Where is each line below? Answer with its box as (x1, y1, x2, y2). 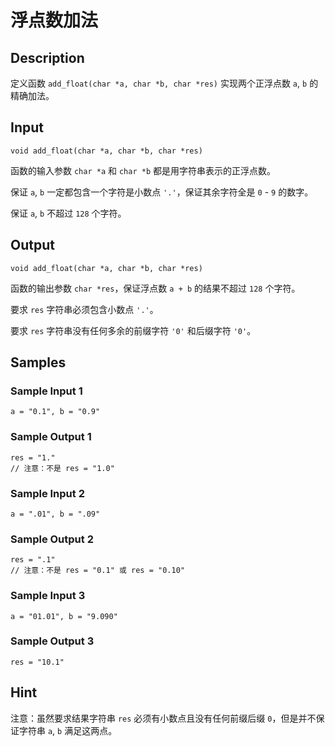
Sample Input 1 (10, 384, 83, 398)
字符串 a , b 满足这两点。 (18, 724, 118, 736)
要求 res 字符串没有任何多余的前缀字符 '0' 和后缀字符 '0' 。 (10, 324, 257, 336)
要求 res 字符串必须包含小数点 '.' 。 (10, 303, 159, 315)
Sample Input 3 (10, 589, 86, 603)
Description (10, 49, 85, 66)
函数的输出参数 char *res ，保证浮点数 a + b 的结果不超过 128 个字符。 (10, 282, 301, 294)
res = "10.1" (10, 657, 65, 667)
